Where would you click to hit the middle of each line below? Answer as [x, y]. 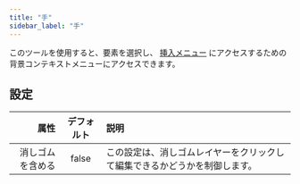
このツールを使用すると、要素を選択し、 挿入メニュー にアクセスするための [148, 52]
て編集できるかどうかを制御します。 [181, 166]
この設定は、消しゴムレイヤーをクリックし [196, 153]
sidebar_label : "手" [47, 26]
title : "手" [31, 17]
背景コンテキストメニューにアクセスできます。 [95, 63]
